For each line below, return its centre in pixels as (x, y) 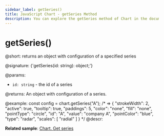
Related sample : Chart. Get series (39, 128)
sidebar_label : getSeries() (34, 10)
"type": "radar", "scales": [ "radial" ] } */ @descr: (54, 119)
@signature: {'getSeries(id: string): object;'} (49, 66)
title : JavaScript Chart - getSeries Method (51, 14)
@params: (15, 75)
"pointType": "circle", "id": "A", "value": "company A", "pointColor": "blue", (79, 114)
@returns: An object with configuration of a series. (56, 94)
